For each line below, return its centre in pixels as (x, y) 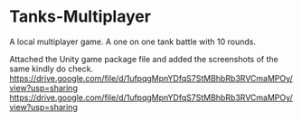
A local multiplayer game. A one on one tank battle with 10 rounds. (132, 42)
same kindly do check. (51, 69)
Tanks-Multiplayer (80, 17)
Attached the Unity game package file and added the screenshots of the (144, 59)
